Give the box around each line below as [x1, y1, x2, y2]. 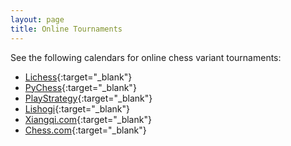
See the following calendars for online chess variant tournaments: [10, 51, 282, 63]
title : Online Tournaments [10, 24, 123, 34]
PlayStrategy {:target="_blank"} [24, 92, 153, 104]
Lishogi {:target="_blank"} [24, 102, 130, 115]
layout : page [10, 14, 65, 25]
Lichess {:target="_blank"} [24, 71, 133, 83]
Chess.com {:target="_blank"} [24, 124, 147, 136]
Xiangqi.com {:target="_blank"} [24, 113, 152, 125]
